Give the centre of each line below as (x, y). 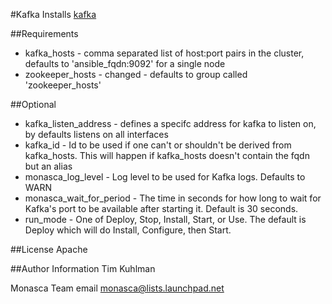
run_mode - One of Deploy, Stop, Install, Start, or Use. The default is (165, 219)
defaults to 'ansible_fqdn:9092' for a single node (125, 63)
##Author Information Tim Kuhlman (83, 268)
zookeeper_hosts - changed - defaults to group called (136, 74)
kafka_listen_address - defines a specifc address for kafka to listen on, (170, 123)
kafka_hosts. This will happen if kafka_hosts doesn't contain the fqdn (167, 155)
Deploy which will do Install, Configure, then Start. (128, 230)
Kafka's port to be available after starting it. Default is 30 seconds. (161, 208)
